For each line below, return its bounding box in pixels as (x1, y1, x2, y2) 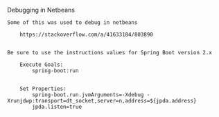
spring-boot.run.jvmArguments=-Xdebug (32, 92, 144, 98)
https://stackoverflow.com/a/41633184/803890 (19, 31, 154, 38)
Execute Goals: (19, 61, 64, 68)
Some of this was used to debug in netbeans (7, 19, 138, 26)
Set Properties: (19, 85, 67, 92)
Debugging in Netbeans (7, 6, 75, 14)
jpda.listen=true (32, 103, 82, 110)
